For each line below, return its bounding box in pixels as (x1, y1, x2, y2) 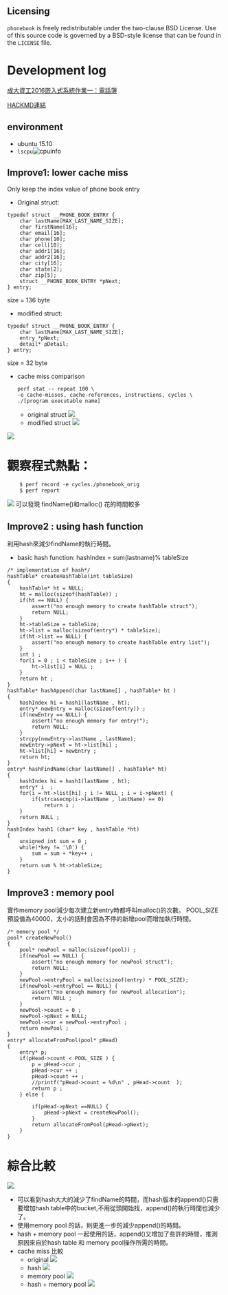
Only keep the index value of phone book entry (7, 185, 140, 194)
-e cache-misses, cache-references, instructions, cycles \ (16, 392, 193, 399)
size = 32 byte (7, 359, 48, 367)
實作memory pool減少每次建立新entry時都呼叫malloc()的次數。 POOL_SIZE (7, 906, 218, 914)
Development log (7, 63, 106, 78)
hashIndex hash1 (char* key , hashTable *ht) (7, 826, 139, 833)
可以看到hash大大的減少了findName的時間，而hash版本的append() (16, 1195, 207, 1203)
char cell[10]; (19, 242, 63, 249)
